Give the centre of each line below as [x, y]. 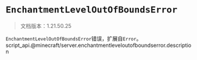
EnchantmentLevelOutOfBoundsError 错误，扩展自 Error [71, 38]
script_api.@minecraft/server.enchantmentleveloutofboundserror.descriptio [99, 45]
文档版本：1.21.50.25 [46, 26]
